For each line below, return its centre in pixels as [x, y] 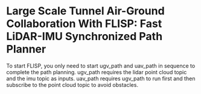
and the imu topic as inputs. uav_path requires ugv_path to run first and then [101, 78]
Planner [26, 49]
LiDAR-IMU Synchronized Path [85, 37]
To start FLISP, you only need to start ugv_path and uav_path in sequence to [101, 66]
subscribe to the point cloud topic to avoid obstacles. [72, 84]
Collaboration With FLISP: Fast [84, 24]
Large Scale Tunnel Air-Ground [85, 11]
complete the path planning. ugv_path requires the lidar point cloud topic [97, 72]
